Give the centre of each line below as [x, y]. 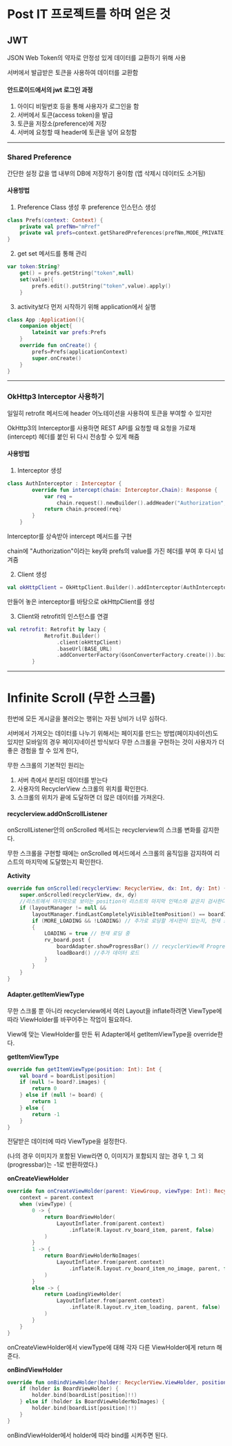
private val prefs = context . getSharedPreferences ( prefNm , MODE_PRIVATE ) [123, 233]
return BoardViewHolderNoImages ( [92, 1256]
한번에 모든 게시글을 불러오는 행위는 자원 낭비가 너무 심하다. [87, 718]
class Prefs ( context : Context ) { [55, 220]
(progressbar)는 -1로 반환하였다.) [52, 1165]
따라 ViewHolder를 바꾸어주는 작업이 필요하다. [70, 1019]
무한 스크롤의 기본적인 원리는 [46, 766]
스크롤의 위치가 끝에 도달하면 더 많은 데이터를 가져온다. [91, 797]
